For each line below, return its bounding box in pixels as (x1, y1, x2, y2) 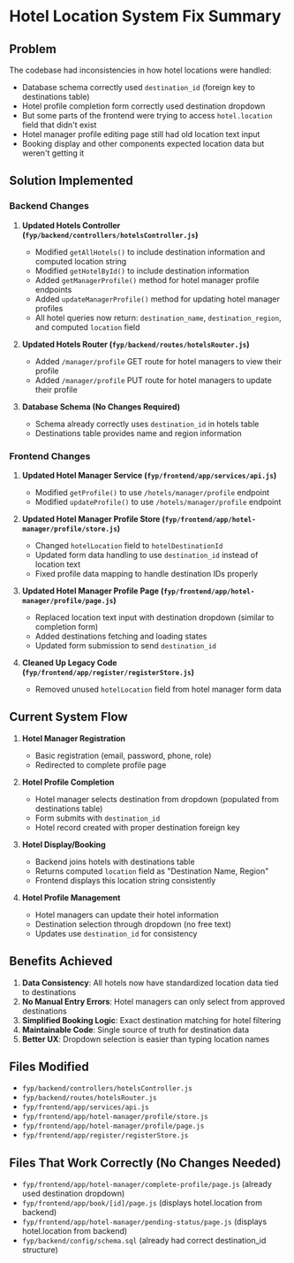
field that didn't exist (21, 119, 97, 130)
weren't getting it (21, 148, 85, 158)
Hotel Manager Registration (21, 732, 126, 744)
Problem (9, 42, 57, 57)
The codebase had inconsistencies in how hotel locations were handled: (9, 65, 272, 75)
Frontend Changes (9, 449, 91, 462)
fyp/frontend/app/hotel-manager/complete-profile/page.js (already (21, 1179, 272, 1190)
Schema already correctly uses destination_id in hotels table (34, 418, 260, 429)
